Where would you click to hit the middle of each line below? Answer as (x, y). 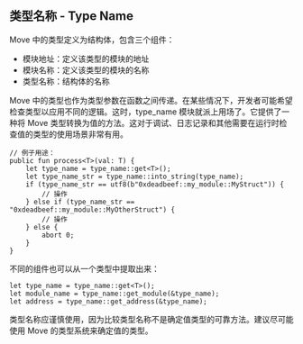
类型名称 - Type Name (71, 16)
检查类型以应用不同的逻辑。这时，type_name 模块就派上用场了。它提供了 (146, 112)
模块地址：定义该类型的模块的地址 (86, 59)
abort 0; (58, 235)
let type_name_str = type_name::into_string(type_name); (135, 177)
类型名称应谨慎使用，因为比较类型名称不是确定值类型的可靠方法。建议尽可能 (151, 319)
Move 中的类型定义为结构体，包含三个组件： (92, 40)
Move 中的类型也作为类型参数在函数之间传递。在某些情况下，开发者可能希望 (151, 100)
